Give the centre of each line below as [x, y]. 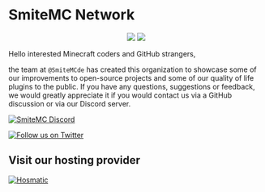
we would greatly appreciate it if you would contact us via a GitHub [120, 95]
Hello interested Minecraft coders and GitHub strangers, [102, 53]
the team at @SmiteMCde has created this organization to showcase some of [132, 69]
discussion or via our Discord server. [70, 103]
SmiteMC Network [72, 15]
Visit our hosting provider [74, 160]
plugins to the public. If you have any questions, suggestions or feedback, [132, 86]
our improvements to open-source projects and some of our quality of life [131, 77]
